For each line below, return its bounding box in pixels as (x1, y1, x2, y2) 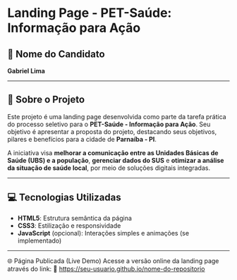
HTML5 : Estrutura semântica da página (17, 214, 133, 222)
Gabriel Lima (7, 67, 46, 75)
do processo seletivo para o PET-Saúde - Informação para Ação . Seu (7, 120, 211, 128)
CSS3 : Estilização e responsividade (17, 221, 121, 230)
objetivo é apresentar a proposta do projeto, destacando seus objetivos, (7, 127, 217, 135)
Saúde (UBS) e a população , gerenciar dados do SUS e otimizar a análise (7, 156, 224, 164)
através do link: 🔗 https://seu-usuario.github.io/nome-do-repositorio (7, 264, 205, 273)
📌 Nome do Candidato (7, 48, 105, 60)
